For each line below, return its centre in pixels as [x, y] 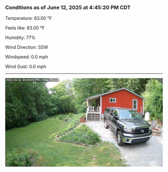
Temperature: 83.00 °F [29, 18]
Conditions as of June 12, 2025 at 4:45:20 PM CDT [68, 7]
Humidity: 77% [20, 38]
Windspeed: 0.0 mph [27, 57]
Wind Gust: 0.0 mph [26, 67]
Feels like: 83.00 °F [25, 28]
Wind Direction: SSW [27, 47]
